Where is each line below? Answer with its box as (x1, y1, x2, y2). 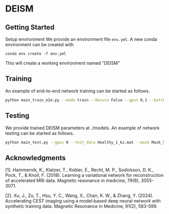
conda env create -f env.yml (5, 51, 66, 56)
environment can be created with (5, 42, 74, 48)
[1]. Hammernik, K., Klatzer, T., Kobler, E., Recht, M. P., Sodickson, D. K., (5, 167, 154, 173)
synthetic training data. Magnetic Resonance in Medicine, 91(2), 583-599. (5, 203, 158, 209)
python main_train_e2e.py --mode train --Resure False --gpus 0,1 (5, 97, 147, 103)
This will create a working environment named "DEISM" (5, 60, 120, 66)
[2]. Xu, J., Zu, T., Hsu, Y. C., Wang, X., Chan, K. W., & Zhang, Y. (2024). (5, 192, 154, 198)
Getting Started (5, 23, 55, 32)
